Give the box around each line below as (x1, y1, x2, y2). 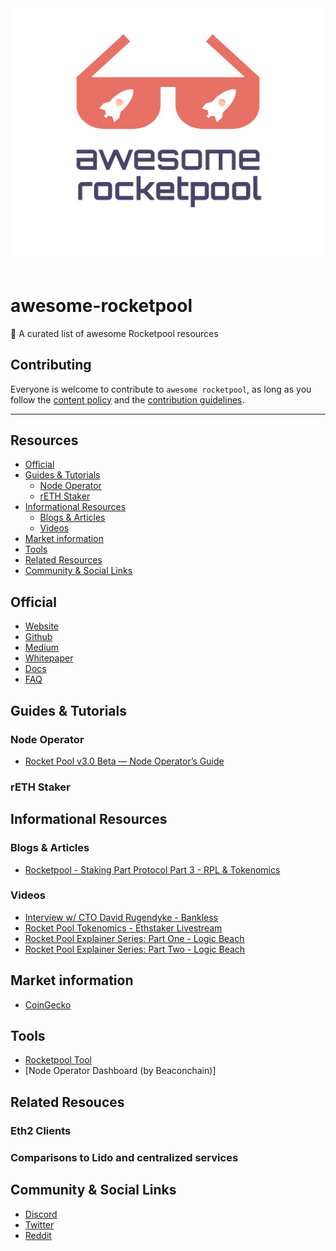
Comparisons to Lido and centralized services (10, 1150, 239, 1164)
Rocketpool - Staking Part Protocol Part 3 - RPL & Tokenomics (24, 863, 281, 876)
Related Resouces (10, 1093, 125, 1111)
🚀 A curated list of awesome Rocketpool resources (10, 327, 219, 339)
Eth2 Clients (10, 1123, 72, 1137)
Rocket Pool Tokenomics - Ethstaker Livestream (24, 922, 223, 934)
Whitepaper (24, 652, 74, 664)
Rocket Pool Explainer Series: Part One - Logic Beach (24, 932, 245, 944)
